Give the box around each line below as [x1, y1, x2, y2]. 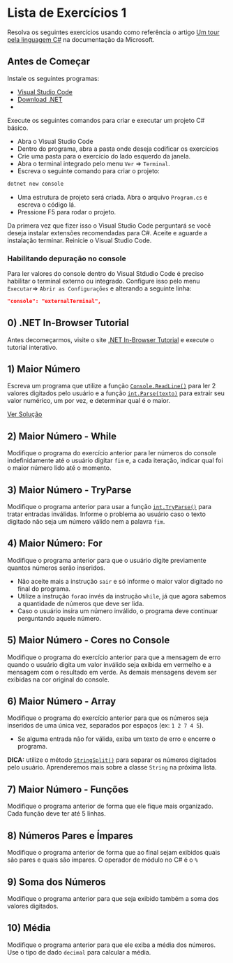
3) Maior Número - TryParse [7, 484, 132, 496]
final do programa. [17, 585, 71, 593]
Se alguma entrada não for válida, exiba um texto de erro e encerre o [17, 735, 216, 743]
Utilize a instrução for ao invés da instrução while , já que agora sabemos [17, 591, 227, 600]
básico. [7, 124, 29, 132]
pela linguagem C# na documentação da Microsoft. [7, 35, 155, 43]
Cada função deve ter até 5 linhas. [7, 809, 106, 818]
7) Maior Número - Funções [7, 784, 129, 795]
